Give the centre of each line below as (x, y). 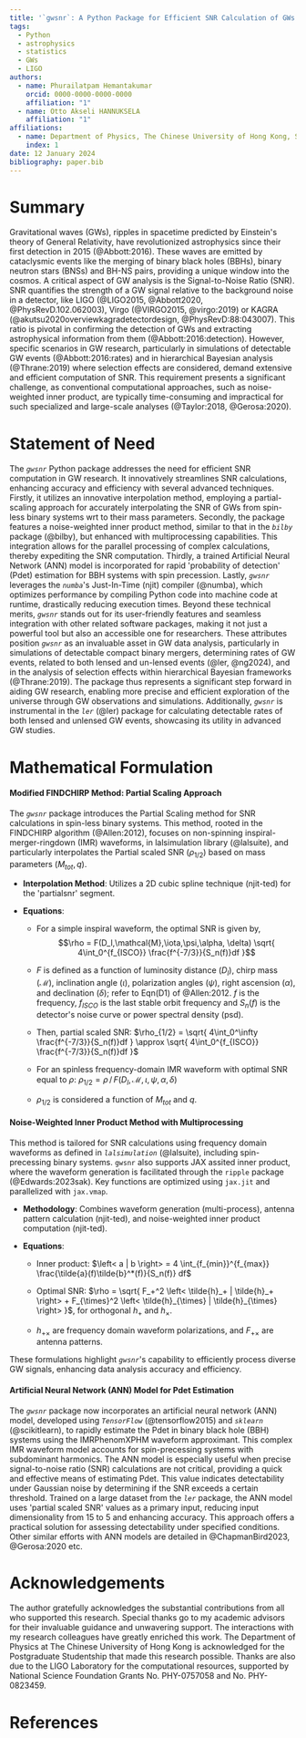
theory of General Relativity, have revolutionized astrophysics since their (145, 242)
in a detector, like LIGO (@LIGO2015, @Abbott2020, (106, 300)
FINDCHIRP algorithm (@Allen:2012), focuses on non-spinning (126, 833)
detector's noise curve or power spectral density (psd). (140, 1014)
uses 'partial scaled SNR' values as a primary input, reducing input (134, 1507)
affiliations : (36, 129)
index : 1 (42, 145)
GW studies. (32, 730)
